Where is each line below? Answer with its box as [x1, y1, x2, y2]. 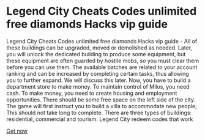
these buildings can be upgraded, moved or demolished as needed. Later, [6, 44, 193, 51]
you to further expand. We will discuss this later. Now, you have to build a [6, 76, 191, 84]
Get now [6, 127, 28, 134]
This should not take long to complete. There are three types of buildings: [6, 109, 192, 116]
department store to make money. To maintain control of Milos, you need [6, 83, 190, 90]
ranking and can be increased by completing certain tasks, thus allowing [6, 70, 190, 77]
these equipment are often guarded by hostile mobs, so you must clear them [6, 57, 199, 64]
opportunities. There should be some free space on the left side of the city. [6, 96, 196, 103]
